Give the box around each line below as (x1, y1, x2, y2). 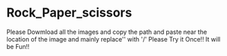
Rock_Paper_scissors (6, 5, 132, 21)
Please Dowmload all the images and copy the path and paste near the (6, 28, 208, 36)
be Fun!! (6, 42, 30, 50)
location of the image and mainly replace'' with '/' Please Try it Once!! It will (6, 35, 221, 43)
